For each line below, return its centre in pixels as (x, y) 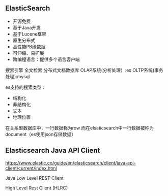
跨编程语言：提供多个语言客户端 (46, 59)
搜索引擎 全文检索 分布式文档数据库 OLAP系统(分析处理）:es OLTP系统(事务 (85, 70)
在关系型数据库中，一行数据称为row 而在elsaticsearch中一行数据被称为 (80, 128)
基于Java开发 (27, 27)
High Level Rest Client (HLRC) (37, 188)
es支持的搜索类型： (26, 87)
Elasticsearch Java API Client (53, 151)
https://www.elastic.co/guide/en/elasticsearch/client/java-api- (71, 162)
